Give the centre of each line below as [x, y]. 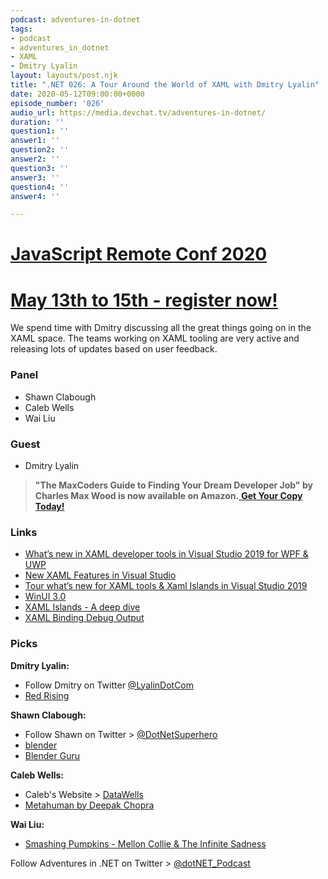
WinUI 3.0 [45, 597]
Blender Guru [52, 755]
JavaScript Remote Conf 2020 [139, 254]
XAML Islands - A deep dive [82, 607]
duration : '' [37, 122]
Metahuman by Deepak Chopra [89, 805]
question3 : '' [40, 168]
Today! [49, 506]
